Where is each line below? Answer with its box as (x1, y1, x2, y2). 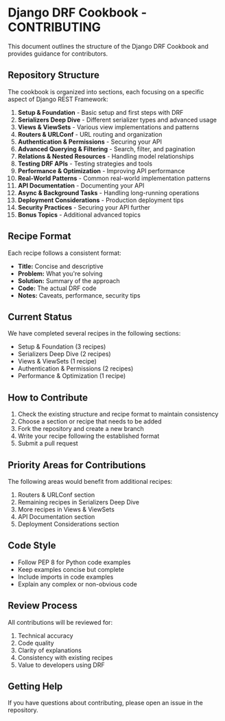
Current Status (8, 311, 73, 322)
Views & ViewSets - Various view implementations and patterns (17, 122, 200, 131)
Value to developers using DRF (17, 661, 105, 669)
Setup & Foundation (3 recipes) (17, 342, 106, 351)
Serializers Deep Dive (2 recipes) (17, 350, 112, 358)
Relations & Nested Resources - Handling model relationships (17, 152, 194, 160)
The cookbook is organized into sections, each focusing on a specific (8, 87, 204, 96)
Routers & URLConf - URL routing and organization (17, 130, 163, 138)
